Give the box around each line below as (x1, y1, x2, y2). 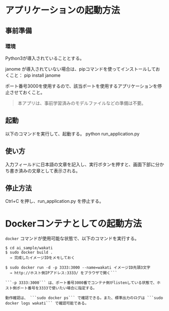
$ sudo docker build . (5, 250, 53, 255)
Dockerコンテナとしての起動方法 (5, 218, 142, 229)
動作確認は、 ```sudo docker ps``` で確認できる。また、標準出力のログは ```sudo (5, 295, 163, 301)
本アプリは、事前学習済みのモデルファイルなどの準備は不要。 (17, 100, 146, 106)
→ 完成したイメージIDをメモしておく (10, 255, 75, 260)
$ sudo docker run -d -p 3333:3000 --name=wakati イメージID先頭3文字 (5, 265, 150, 271)
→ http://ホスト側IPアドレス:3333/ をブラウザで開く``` (10, 271, 118, 276)
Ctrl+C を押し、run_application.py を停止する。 (5, 198, 104, 204)
